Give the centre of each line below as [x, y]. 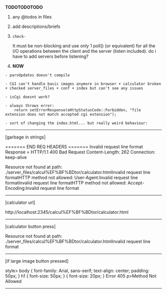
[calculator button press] [31, 226]
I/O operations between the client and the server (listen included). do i [84, 51]
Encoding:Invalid [22, 188]
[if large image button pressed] [37, 261]
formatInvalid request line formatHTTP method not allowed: [66, 183]
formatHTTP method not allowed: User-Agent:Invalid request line [72, 177]
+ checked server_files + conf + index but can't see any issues [74, 88]
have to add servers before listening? [50, 56]
